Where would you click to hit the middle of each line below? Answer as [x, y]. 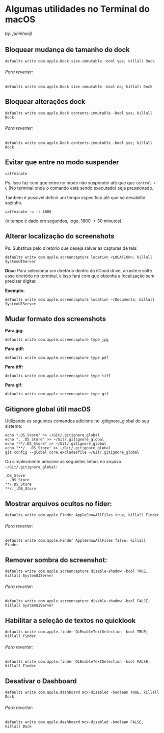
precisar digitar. [21, 281]
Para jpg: [14, 331]
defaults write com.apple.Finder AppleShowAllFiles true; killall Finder [82, 515]
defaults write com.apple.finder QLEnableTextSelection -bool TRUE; [77, 632]
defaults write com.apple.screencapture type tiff [58, 376]
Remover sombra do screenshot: [56, 560]
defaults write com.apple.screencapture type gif [57, 394]
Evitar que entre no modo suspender [62, 162]
